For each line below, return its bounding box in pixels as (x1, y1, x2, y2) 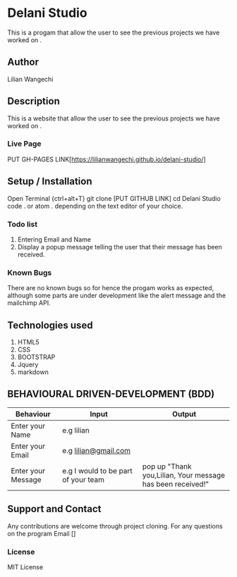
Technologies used (7, 319, 93, 331)
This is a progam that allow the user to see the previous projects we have (7, 28, 220, 37)
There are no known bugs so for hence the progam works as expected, (7, 284, 214, 292)
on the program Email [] (7, 529, 76, 538)
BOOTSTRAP (17, 353, 56, 361)
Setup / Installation (7, 175, 92, 187)
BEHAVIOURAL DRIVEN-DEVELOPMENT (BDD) (7, 388, 215, 400)
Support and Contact (7, 503, 102, 515)
